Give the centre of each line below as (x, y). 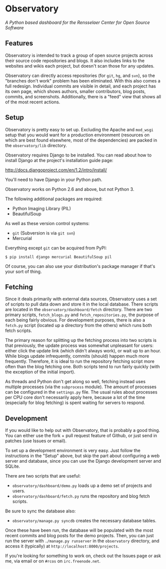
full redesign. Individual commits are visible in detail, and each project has (81, 86)
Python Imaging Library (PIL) (42, 208)
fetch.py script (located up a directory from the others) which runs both (79, 325)
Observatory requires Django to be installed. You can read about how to (79, 155)
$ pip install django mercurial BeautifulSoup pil (58, 257)
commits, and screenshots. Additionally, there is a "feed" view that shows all (83, 96)
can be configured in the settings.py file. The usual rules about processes (81, 392)
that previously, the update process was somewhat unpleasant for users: (79, 345)
